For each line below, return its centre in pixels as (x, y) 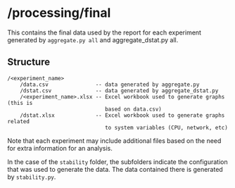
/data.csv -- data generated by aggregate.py (110, 84)
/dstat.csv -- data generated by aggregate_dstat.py (119, 90)
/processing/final (59, 13)
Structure (29, 62)
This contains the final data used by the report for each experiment (104, 32)
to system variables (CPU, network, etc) (166, 127)
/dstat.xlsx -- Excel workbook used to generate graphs (122, 115)
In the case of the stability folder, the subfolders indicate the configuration (118, 162)
